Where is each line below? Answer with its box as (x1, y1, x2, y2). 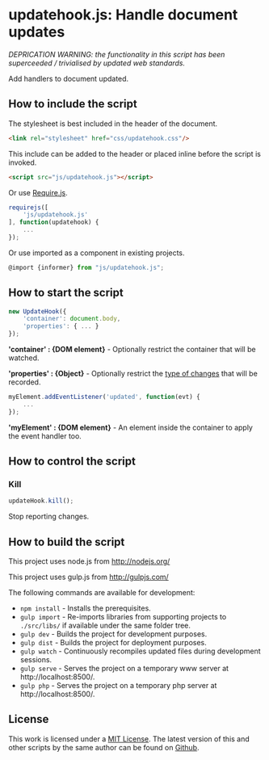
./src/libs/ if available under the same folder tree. (19, 620, 191, 631)
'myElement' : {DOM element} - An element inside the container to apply (8, 422, 253, 432)
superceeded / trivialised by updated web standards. (8, 58, 186, 68)
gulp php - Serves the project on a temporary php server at (19, 681, 217, 691)
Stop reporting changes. (8, 511, 90, 522)
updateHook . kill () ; (8, 497, 74, 506)
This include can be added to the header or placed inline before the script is (8, 149, 261, 158)
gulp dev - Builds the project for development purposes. (19, 629, 208, 639)
